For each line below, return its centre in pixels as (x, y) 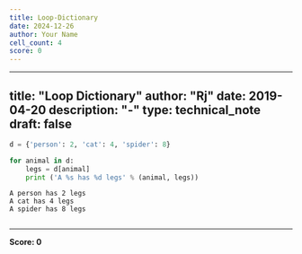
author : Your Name (44, 34)
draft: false (40, 123)
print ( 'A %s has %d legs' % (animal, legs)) (112, 177)
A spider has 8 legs (48, 209)
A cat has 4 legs (42, 201)
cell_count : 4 (36, 43)
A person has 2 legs (48, 194)
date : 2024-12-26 (42, 26)
